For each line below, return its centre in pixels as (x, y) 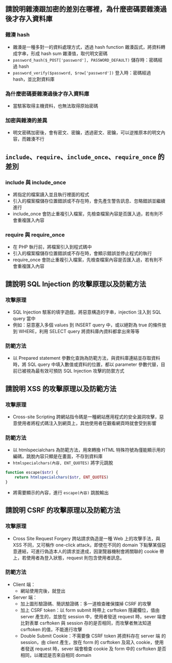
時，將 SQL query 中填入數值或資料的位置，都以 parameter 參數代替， (87, 364)
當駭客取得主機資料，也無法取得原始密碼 (55, 106)
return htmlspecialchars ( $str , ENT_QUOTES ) (62, 477)
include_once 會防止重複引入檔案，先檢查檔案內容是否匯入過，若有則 (86, 214)
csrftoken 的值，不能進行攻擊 (51, 629)
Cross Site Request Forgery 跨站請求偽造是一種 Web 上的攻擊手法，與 (86, 538)
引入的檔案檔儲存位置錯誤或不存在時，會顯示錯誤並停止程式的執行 (82, 253)
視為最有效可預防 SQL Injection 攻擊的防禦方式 (75, 371)
